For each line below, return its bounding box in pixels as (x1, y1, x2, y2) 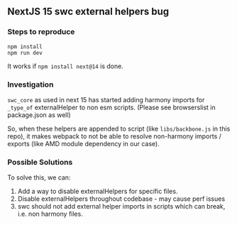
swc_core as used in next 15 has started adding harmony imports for (7, 95, 205, 104)
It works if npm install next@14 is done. (7, 62, 124, 70)
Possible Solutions (7, 157, 73, 167)
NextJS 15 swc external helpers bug (7, 6, 170, 18)
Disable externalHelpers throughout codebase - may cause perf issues (17, 194, 226, 203)
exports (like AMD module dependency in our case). (7, 139, 160, 148)
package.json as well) (7, 110, 71, 119)
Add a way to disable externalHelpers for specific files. (17, 187, 178, 196)
